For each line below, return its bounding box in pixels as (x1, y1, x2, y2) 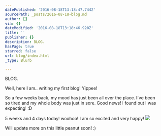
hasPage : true (5, 44, 34, 49)
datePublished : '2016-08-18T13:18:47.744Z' (5, 7, 96, 12)
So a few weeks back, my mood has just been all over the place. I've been (5, 95, 155, 101)
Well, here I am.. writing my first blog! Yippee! (5, 85, 97, 91)
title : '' (5, 30, 26, 35)
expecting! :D (5, 105, 32, 111)
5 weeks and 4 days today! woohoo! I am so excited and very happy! (5, 116, 144, 122)
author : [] (5, 16, 28, 21)
